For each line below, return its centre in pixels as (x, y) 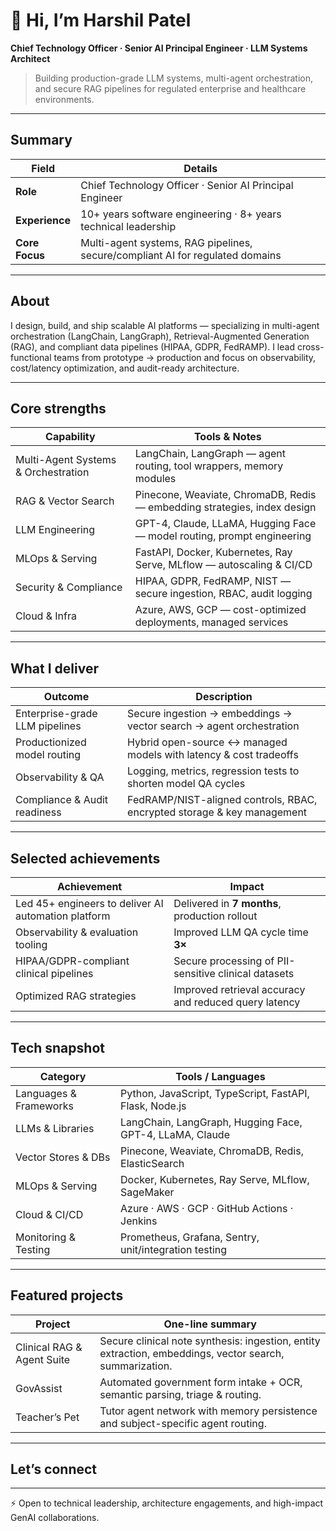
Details (200, 168)
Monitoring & (45, 1237)
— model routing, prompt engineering (223, 536)
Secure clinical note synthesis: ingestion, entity (210, 1341)
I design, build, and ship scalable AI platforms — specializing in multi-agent (165, 325)
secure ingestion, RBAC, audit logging (223, 594)
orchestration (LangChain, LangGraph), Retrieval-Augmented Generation (160, 336)
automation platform (63, 916)
